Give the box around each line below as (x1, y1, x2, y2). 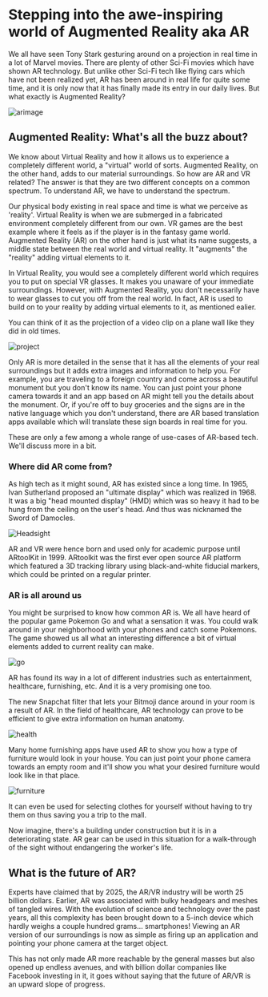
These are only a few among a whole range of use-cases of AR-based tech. (8, 432, 258, 442)
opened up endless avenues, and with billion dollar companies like (8, 963, 227, 972)
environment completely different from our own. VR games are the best (8, 218, 243, 228)
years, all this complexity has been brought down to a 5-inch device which (8, 913, 254, 922)
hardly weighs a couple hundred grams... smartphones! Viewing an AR (8, 922, 240, 931)
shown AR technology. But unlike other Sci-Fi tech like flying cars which (8, 66, 246, 75)
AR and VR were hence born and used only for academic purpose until (8, 544, 242, 554)
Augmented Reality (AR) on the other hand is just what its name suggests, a (8, 235, 258, 245)
